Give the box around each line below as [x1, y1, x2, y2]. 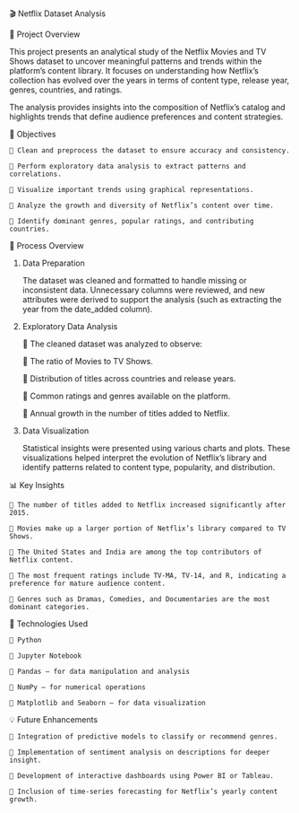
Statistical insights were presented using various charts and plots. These [21, 443, 291, 453]
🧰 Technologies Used [9, 618, 88, 629]
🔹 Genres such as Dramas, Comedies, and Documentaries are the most [9, 595, 270, 604]
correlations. [9, 170, 63, 179]
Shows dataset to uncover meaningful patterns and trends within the [9, 56, 262, 66]
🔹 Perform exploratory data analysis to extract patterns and [9, 162, 246, 170]
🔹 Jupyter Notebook [9, 651, 82, 660]
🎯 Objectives [9, 129, 56, 139]
